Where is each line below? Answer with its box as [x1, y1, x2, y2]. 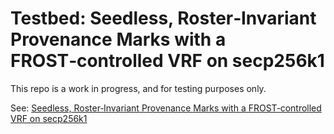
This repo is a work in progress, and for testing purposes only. [10, 82, 267, 94]
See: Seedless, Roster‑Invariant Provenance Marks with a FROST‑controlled [10, 102, 322, 114]
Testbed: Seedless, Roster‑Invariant [10, 7, 317, 30]
